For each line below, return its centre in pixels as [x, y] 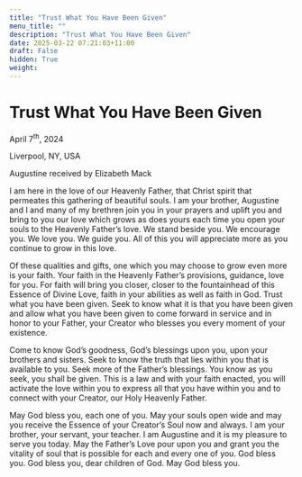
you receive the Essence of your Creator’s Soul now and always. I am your [147, 425]
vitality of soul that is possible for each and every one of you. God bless [143, 454]
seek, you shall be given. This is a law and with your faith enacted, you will [147, 379]
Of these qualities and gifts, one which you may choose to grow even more [148, 265]
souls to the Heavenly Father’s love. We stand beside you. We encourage [145, 229]
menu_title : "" [38, 26]
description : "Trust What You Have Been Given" [101, 34]
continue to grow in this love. [63, 248]
